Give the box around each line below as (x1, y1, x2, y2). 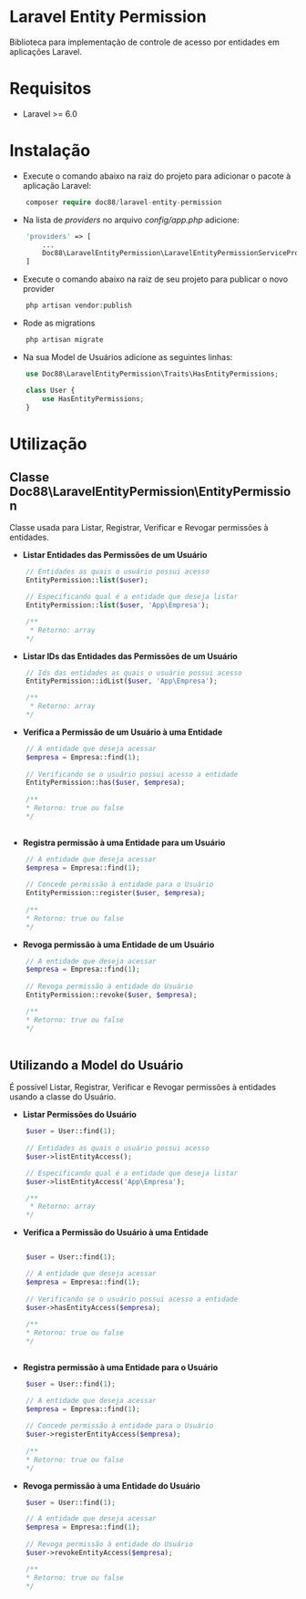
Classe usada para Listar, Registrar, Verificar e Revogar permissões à (9, 522, 269, 533)
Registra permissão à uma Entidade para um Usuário (22, 837, 226, 848)
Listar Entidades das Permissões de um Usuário (22, 550, 208, 561)
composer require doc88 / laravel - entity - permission (25, 198, 222, 207)
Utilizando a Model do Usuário (9, 1057, 184, 1073)
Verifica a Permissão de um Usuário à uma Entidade (22, 727, 223, 738)
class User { (25, 386, 76, 395)
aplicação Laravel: (22, 180, 92, 191)
